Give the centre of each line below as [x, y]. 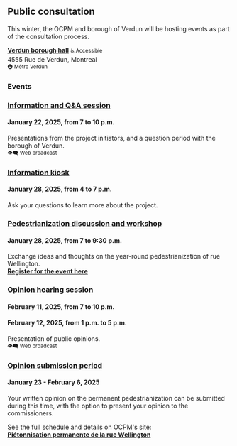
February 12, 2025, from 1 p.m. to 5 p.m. [67, 323]
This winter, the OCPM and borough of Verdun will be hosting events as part [118, 28]
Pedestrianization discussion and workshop [85, 223]
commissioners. [31, 413]
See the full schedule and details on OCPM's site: [79, 427]
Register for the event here [48, 271]
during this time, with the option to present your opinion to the [98, 406]
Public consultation [51, 12]
